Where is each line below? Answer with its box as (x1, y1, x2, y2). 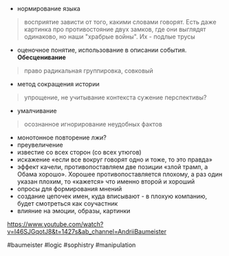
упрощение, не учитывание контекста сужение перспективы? (23, 93, 207, 101)
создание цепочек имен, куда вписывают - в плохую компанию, (17, 192, 208, 200)
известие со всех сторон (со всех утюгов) (17, 148, 142, 156)
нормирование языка (17, 5, 80, 12)
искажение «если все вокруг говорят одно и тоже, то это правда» (17, 155, 213, 164)
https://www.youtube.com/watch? (7, 220, 104, 228)
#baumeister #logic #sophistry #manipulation (7, 241, 136, 249)
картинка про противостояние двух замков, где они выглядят (23, 26, 206, 33)
